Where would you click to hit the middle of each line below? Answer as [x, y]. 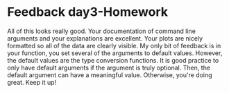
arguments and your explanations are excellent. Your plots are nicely [105, 38]
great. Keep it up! [32, 82]
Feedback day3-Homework [88, 12]
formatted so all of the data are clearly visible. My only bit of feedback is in [114, 45]
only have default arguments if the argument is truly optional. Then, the [109, 68]
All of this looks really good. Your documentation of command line [102, 31]
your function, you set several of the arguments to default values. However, [115, 53]
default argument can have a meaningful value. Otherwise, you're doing [110, 75]
